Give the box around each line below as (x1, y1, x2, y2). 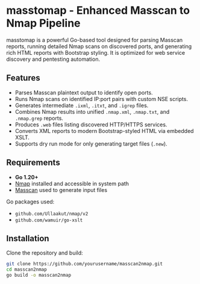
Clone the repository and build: (6, 249, 83, 256)
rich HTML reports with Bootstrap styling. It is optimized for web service (6, 49, 186, 56)
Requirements (6, 158, 60, 168)
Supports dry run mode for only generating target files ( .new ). (14, 140, 167, 147)
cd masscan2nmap (6, 267, 47, 273)
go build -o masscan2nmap (6, 272, 71, 279)
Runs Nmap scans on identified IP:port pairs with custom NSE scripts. (14, 95, 189, 102)
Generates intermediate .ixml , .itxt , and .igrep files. (14, 102, 149, 109)
